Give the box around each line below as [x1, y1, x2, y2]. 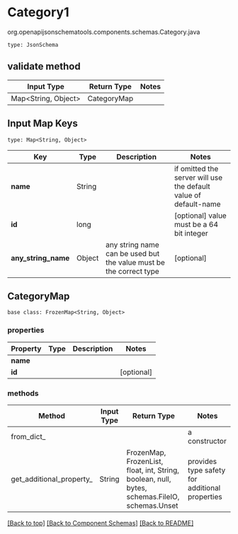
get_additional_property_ [11, 474, 93, 484]
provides [187, 456, 217, 466]
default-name [174, 199, 221, 209]
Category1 [7, 4, 69, 21]
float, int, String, [126, 465, 179, 475]
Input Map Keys [7, 117, 78, 129]
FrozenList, [126, 456, 164, 466]
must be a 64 [174, 219, 218, 229]
